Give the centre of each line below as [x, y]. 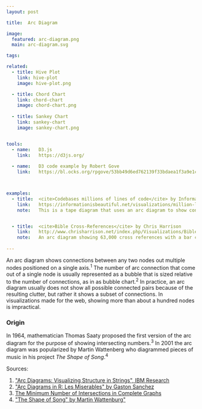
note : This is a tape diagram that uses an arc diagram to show [102, 210]
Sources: [17, 369]
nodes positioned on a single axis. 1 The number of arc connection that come [101, 267]
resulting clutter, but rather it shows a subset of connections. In [85, 294]
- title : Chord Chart [39, 94]
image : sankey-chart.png [48, 128]
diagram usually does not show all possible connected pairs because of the [100, 288]
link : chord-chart [40, 100]
